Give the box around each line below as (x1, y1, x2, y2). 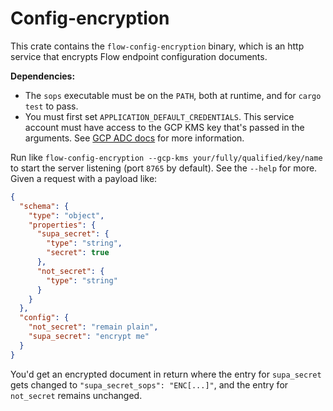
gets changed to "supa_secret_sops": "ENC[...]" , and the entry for (10, 378, 289, 391)
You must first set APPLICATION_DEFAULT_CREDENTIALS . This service (24, 110, 295, 122)
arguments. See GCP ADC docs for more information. (24, 132, 245, 144)
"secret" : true (46, 248, 110, 258)
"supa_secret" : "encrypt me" (28, 332, 150, 342)
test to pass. (24, 100, 79, 112)
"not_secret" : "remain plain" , (28, 322, 159, 332)
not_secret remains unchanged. (10, 389, 143, 401)
